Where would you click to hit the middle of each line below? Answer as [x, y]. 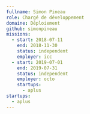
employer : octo [36, 79]
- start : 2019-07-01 [37, 62]
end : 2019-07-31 [37, 68]
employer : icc [34, 57]
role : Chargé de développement [45, 17]
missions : [19, 34]
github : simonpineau [32, 29]
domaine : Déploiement [33, 23]
